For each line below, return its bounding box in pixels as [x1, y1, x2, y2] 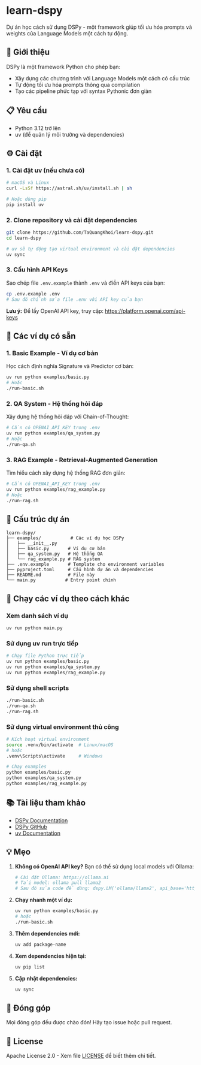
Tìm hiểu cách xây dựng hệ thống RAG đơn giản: [6, 469, 126, 476]
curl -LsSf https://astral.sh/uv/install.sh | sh [6, 185, 133, 192]
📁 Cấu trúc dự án [6, 514, 70, 524]
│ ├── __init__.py [6, 541, 58, 547]
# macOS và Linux [6, 180, 50, 186]
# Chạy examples [6, 764, 47, 770]
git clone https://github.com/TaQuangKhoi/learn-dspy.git [6, 230, 154, 236]
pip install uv [6, 201, 44, 207]
